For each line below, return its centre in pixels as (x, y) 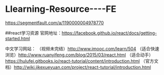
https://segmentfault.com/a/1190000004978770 (55, 23)
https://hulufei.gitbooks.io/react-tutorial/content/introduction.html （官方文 (82, 61)
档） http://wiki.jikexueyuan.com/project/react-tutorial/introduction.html (78, 67)
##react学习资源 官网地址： (34, 33)
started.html (18, 38)
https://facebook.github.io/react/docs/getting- (109, 33)
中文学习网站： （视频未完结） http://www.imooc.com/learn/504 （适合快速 (82, 48)
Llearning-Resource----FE (61, 9)
